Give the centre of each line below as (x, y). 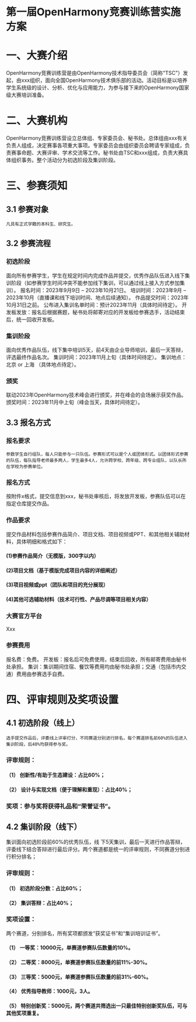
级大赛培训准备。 (27, 95)
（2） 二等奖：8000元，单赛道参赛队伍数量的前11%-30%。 (78, 962)
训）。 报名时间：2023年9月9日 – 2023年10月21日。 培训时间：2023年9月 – (96, 290)
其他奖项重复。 (24, 1013)
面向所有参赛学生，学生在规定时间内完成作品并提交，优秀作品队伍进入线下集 (98, 275)
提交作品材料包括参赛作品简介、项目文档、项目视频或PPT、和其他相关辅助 (95, 534)
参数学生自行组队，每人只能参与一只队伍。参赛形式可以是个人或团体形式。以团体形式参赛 (97, 454)
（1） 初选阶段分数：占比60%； (45, 888)
